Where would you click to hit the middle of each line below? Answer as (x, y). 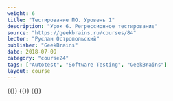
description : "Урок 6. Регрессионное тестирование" (82, 26)
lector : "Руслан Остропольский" (53, 39)
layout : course (29, 71)
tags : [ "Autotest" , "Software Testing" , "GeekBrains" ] (87, 65)
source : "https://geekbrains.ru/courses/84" (72, 33)
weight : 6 (21, 13)
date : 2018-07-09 (32, 52)
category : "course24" (38, 58)
